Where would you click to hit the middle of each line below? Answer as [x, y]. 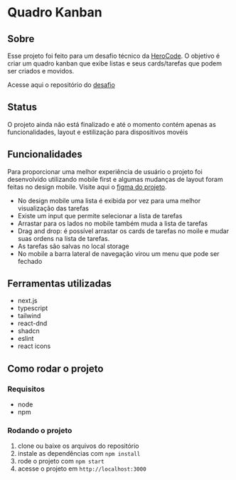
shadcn [29, 331]
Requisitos [26, 389]
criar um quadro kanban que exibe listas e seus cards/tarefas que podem [115, 63]
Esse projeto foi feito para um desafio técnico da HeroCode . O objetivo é [114, 56]
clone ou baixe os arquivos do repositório [79, 446]
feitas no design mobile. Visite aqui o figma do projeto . [87, 187]
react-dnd [32, 323]
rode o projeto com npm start [61, 461]
